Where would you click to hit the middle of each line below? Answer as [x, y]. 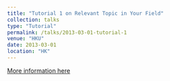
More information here [39, 70]
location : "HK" [29, 52]
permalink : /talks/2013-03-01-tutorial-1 [67, 32]
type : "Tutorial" [32, 26]
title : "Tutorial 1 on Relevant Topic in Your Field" [86, 13]
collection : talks [33, 20]
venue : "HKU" [26, 39]
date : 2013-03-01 [32, 45]
